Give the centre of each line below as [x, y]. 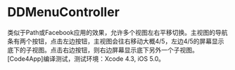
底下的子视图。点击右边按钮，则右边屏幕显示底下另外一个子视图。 [103, 50]
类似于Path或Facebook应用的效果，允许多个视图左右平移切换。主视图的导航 [118, 32]
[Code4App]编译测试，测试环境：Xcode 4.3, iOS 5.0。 [86, 58]
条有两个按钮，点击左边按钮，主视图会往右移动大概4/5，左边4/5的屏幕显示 [116, 41]
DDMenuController [63, 12]
